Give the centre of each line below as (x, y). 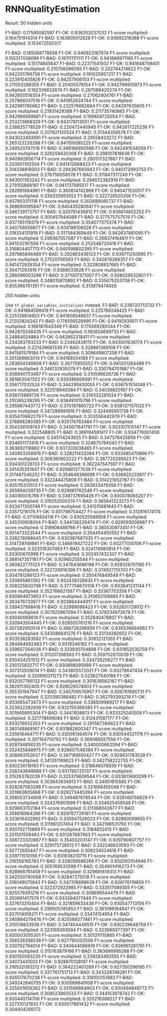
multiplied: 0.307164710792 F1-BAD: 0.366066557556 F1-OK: (68, 739)
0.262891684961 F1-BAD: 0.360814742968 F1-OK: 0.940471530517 (75, 190)
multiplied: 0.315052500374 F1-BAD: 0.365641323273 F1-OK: (81, 501)
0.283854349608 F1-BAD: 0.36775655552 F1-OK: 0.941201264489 (75, 363)
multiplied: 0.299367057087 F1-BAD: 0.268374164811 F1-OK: (81, 238)
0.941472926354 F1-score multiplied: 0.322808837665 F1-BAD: (71, 265)
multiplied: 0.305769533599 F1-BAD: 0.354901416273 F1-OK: (81, 866)
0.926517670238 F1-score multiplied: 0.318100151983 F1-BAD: (69, 977)
